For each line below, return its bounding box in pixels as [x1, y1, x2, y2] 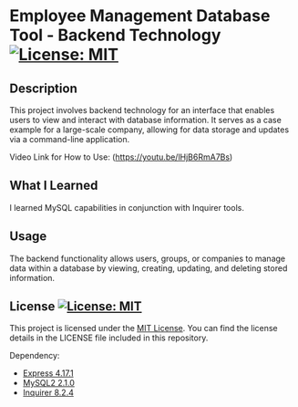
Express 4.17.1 [22, 368, 75, 379]
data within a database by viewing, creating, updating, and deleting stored [9, 262, 288, 274]
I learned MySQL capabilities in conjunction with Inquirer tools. [9, 202, 244, 213]
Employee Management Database [9, 5, 271, 26]
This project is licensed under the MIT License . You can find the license [9, 323, 278, 334]
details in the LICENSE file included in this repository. [9, 332, 209, 343]
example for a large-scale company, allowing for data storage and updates [9, 124, 290, 135]
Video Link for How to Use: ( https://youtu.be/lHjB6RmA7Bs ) [9, 151, 233, 162]
